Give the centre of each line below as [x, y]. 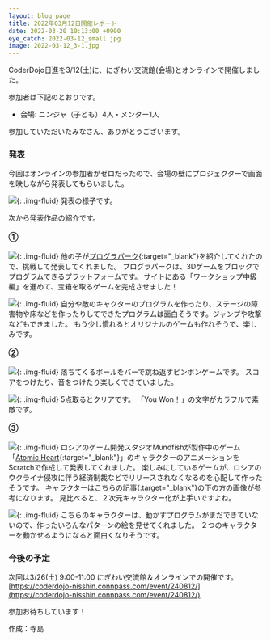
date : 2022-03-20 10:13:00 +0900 [65, 31]
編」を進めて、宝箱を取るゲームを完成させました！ [93, 286]
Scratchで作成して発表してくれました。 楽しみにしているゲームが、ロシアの [135, 468]
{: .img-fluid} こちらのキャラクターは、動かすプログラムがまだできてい [134, 515]
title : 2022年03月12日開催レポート [63, 23]
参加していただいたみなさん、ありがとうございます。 [97, 132]
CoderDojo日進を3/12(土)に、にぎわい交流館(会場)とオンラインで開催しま [131, 70]
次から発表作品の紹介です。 [54, 218]
